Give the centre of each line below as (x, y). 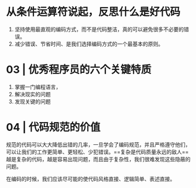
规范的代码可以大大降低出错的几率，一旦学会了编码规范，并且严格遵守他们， (98, 144)
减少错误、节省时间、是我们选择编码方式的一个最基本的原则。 (89, 44)
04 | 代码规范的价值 (53, 128)
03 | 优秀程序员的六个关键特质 (79, 70)
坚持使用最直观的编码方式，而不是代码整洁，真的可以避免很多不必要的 (99, 29)
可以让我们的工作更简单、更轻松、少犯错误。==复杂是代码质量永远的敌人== (97, 152)
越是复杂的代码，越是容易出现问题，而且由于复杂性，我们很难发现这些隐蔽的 (98, 159)
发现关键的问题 (32, 101)
